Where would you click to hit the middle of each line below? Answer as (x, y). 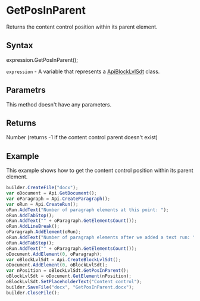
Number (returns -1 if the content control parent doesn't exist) (82, 137)
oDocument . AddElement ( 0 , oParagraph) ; (54, 254)
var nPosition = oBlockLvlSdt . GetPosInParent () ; (68, 271)
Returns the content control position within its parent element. (82, 27)
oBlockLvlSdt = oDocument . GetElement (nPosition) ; (69, 276)
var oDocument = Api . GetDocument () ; (51, 193)
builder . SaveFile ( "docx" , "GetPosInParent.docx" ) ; (70, 287)
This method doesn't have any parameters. (59, 104)
